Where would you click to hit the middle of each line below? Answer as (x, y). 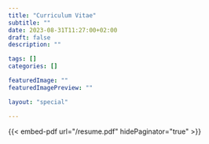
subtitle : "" (29, 23)
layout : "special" (38, 102)
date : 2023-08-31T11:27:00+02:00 (63, 30)
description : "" (35, 45)
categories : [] (33, 66)
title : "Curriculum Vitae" (52, 15)
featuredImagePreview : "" (50, 87)
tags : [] (22, 59)
